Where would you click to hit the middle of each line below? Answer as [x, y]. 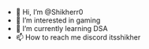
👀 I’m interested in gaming [58, 20]
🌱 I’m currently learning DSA [61, 28]
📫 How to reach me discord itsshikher [78, 37]
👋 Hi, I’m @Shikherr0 [49, 12]
